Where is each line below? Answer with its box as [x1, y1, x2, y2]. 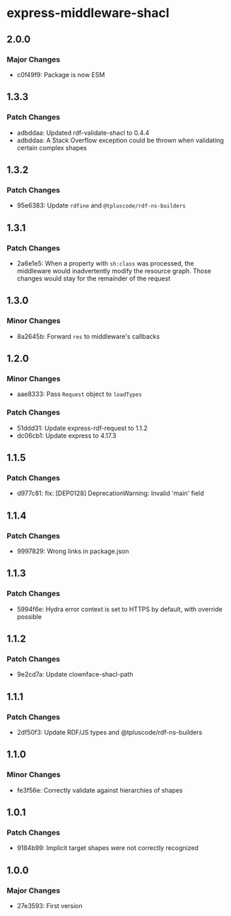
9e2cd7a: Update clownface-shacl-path [16, 670, 134, 679]
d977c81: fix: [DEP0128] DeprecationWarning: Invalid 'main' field [16, 489, 204, 497]
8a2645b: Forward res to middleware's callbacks [16, 332, 160, 341]
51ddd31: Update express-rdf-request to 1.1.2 [16, 424, 148, 432]
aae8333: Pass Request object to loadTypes [16, 390, 143, 398]
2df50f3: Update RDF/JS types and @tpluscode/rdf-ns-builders [16, 728, 203, 737]
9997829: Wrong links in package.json [16, 547, 129, 555]
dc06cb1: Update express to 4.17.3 [16, 431, 117, 440]
